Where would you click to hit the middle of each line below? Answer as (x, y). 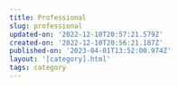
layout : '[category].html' (60, 59)
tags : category (38, 68)
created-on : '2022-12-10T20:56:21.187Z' (87, 43)
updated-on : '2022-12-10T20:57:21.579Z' (87, 34)
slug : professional (46, 26)
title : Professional (48, 17)
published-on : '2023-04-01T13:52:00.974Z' (90, 51)
